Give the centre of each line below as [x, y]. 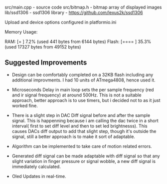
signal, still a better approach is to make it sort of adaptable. [74, 136]
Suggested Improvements [46, 63]
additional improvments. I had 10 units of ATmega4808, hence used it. [83, 80]
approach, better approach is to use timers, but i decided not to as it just [86, 100]
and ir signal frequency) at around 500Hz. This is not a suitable [77, 95]
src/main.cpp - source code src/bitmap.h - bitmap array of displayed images [83, 7]
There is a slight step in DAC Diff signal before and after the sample [81, 115]
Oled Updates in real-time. [39, 176]
